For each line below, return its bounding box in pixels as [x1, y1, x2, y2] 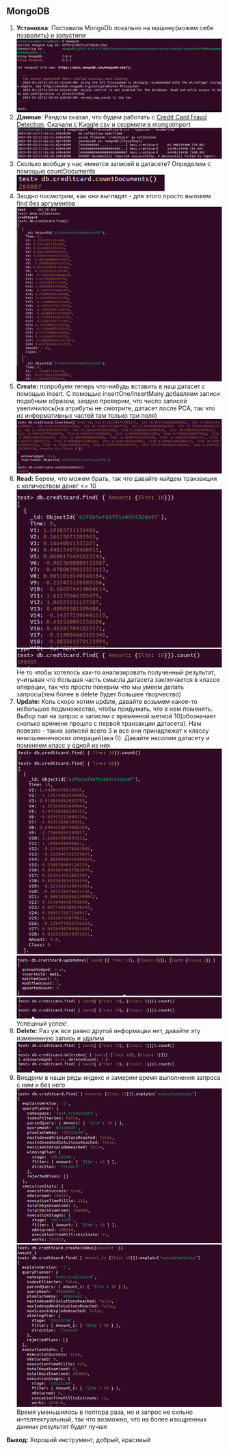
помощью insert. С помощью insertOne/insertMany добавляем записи [16, 390, 220, 398]
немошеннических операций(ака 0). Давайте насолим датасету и [16, 733, 210, 742]
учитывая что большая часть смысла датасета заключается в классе [16, 675, 220, 683]
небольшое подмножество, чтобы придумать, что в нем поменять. [16, 705, 213, 713]
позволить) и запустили [16, 31, 86, 39]
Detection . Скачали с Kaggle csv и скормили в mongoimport [16, 120, 191, 129]
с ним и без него [16, 1081, 66, 1089]
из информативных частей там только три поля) [16, 412, 158, 420]
